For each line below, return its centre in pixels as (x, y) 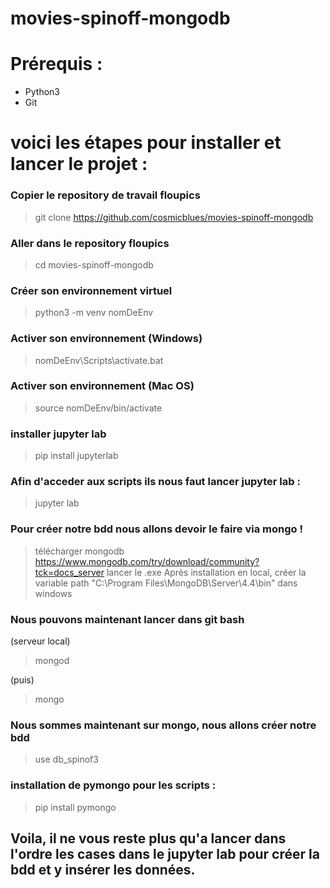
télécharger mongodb (79, 551)
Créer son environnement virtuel (91, 290)
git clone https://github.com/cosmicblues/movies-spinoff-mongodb (174, 217)
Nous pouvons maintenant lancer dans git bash (127, 619)
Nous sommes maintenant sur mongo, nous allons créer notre (163, 725)
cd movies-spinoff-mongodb (94, 264)
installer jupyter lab (58, 434)
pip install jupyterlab (76, 456)
